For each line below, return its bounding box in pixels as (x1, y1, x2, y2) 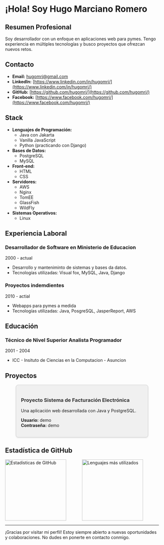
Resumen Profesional (5, 23, 72, 31)
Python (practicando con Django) (19, 142, 87, 148)
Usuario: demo (21, 417, 52, 423)
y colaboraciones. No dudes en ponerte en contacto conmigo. (5, 535, 130, 541)
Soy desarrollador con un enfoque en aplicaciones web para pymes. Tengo (5, 36, 156, 42)
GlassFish (19, 199, 40, 205)
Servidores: (12, 179, 37, 185)
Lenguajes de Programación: (12, 126, 72, 133)
